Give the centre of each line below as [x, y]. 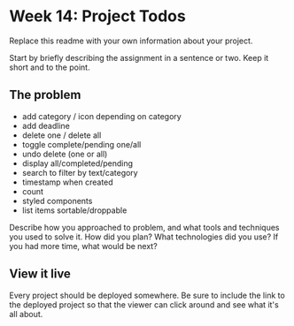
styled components [57, 201]
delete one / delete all [62, 135]
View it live [40, 274]
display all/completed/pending [77, 163]
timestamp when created [67, 182]
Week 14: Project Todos [97, 16]
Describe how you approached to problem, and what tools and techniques [144, 227]
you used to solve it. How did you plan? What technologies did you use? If [144, 237]
